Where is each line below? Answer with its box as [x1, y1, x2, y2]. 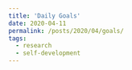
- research [15, 42, 52, 50]
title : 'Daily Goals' [8, 11, 81, 20]
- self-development [15, 49, 81, 57]
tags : [8, 34, 27, 43]
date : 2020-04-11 [8, 19, 67, 27]
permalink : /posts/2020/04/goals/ [8, 27, 125, 35]
